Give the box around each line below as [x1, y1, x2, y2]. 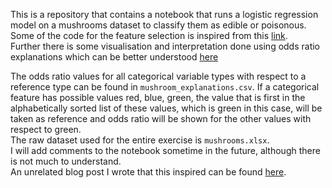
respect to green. [10, 124, 82, 135]
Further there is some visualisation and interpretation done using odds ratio [10, 40, 321, 52]
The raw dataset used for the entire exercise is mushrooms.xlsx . [10, 134, 270, 146]
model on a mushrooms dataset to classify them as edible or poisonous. [10, 19, 307, 31]
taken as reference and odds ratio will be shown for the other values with [10, 113, 312, 124]
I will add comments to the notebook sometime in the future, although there [10, 145, 321, 156]
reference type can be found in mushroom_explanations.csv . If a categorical [10, 81, 320, 93]
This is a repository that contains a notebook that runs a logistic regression [10, 9, 319, 20]
